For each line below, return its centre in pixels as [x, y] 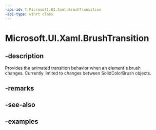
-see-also [20, 105]
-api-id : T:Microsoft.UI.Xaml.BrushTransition [53, 9]
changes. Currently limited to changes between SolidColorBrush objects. [78, 73]
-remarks [19, 88]
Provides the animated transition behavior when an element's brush [73, 68]
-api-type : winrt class [29, 14]
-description [24, 56]
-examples [22, 121]
